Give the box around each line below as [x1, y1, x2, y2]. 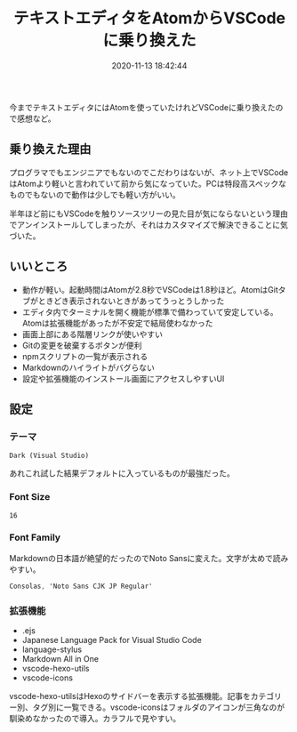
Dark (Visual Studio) [9, 451, 90, 461]
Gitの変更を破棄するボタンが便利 [21, 340, 142, 350]
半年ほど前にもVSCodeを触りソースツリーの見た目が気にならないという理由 [9, 208, 289, 219]
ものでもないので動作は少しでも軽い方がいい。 [9, 189, 181, 200]
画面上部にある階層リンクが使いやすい [21, 328, 163, 339]
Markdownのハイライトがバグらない [21, 362, 156, 373]
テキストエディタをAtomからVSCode [12, 8, 286, 28]
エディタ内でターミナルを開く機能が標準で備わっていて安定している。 [21, 306, 278, 317]
